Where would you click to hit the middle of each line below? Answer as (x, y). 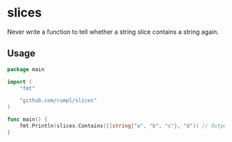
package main (26, 69)
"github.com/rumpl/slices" (58, 101)
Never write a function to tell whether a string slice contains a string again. (113, 32)
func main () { (28, 120)
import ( (20, 82)
